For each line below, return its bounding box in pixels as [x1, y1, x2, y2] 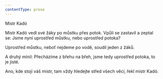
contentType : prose [5, 7, 45, 12]
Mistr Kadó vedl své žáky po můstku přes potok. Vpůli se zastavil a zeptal [5, 30, 153, 35]
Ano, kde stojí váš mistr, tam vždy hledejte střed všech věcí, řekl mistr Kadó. [5, 68, 159, 74]
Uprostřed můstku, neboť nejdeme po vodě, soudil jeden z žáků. [5, 44, 135, 50]
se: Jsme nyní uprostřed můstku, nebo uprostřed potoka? [5, 35, 121, 41]
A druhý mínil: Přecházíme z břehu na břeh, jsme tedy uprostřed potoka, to [5, 54, 156, 60]
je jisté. [5, 59, 20, 64]
